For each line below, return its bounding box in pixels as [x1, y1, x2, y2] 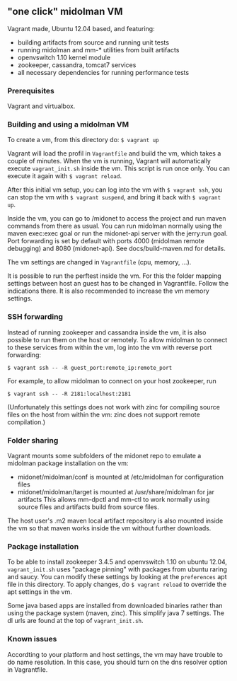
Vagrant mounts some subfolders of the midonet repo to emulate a [7, 452, 202, 460]
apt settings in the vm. [7, 588, 72, 596]
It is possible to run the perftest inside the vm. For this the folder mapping [7, 272, 221, 280]
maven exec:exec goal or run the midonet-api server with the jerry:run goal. [7, 229, 228, 238]
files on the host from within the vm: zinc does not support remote [7, 410, 200, 419]
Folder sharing [7, 435, 59, 445]
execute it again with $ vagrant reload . [7, 172, 122, 180]
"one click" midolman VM [7, 6, 123, 18]
